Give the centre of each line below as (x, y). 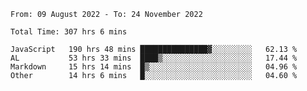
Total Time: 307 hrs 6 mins (69, 32)
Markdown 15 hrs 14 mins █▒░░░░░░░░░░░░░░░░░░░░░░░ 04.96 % (154, 67)
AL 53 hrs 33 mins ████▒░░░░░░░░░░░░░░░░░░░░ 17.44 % (154, 58)
